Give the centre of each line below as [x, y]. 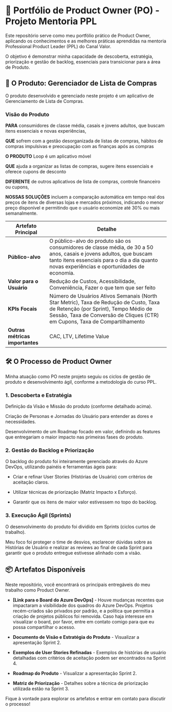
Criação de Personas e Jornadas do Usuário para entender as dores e [79, 416]
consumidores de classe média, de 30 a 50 [101, 247]
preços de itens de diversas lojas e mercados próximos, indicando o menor [84, 202]
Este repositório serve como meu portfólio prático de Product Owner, [78, 35]
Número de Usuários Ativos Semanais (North [103, 296]
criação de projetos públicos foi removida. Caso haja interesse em [82, 616]
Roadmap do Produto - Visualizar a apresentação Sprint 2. [75, 673]
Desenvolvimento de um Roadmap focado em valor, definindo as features [83, 432]
